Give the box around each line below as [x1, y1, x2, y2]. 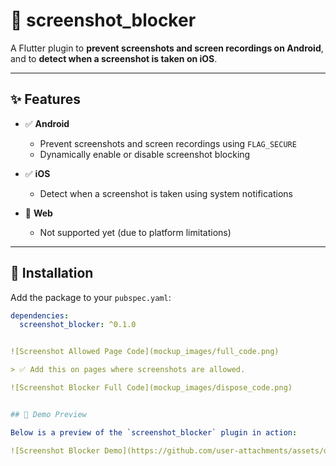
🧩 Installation [10, 265, 94, 282]
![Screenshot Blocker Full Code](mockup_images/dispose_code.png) [10, 383, 293, 393]
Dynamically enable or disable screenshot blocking [39, 148, 251, 160]
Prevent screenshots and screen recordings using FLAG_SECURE [39, 137, 297, 149]
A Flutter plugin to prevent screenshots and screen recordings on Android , [10, 42, 324, 54]
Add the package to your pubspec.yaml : [10, 291, 172, 303]
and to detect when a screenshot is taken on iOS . [10, 52, 218, 64]
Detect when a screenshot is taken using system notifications [39, 187, 293, 199]
